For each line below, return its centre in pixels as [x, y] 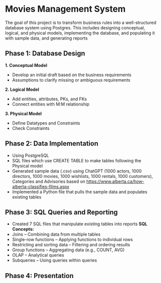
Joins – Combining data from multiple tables [56, 234]
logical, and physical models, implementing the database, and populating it [80, 33]
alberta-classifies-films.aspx [41, 186]
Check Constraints [31, 128]
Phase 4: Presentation [39, 275]
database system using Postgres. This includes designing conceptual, [75, 27]
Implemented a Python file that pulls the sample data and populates [80, 192]
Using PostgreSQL [31, 155]
